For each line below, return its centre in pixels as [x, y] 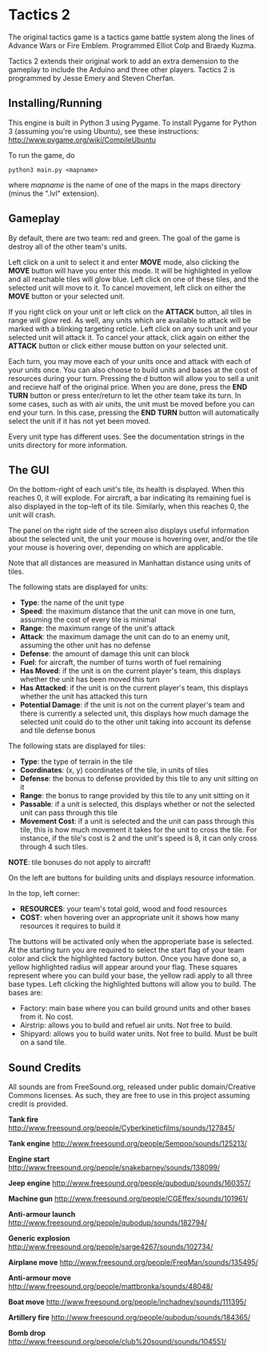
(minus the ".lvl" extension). [54, 193]
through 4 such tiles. [54, 847]
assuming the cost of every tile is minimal [88, 620]
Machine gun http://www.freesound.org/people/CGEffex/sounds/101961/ [128, 1199]
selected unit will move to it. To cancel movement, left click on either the [127, 287]
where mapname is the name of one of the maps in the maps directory [125, 184]
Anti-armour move [40, 1278]
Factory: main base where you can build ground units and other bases [135, 1008]
